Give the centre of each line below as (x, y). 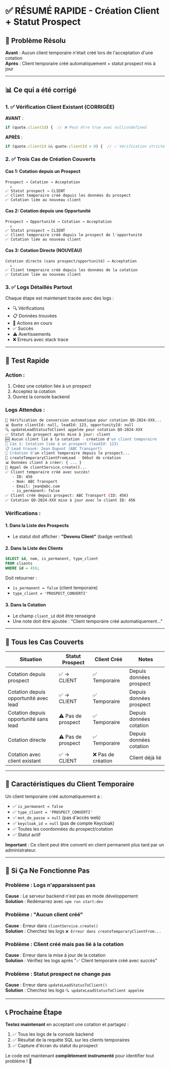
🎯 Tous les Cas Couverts (45, 642)
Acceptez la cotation (34, 391)
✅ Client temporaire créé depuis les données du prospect (68, 195)
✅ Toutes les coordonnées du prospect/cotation (63, 829)
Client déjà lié (145, 757)
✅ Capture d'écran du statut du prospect (55, 1046)
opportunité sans (28, 719)
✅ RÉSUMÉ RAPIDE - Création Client (82, 11)
